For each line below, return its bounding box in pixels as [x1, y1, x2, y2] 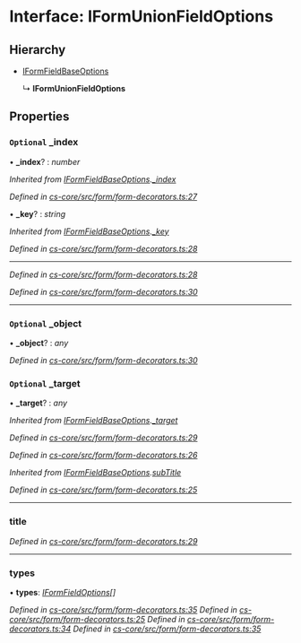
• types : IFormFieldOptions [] [9, 587, 116, 597]
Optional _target [9, 377, 81, 389]
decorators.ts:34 [9, 623, 72, 634]
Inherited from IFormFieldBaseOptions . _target [9, 415, 178, 426]
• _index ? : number [9, 156, 81, 167]
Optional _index [9, 136, 79, 149]
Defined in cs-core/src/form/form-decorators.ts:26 [9, 450, 198, 461]
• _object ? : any [9, 337, 69, 348]
